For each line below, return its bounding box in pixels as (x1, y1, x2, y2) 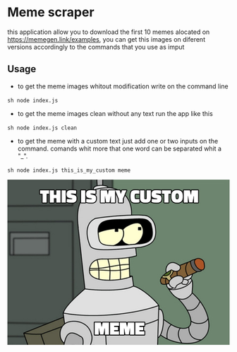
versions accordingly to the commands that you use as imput (7, 42, 185, 51)
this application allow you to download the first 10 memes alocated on (7, 28, 210, 36)
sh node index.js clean (7, 124, 78, 131)
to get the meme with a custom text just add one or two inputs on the (17, 136, 219, 145)
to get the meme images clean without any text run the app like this (17, 109, 213, 117)
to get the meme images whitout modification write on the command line (17, 82, 229, 90)
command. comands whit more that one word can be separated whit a (17, 144, 222, 153)
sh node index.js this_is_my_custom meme (7, 167, 131, 174)
